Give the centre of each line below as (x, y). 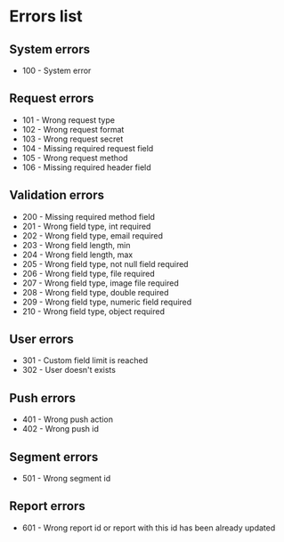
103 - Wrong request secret (73, 139)
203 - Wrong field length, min (76, 245)
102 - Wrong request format (73, 129)
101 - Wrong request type (69, 120)
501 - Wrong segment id (66, 479)
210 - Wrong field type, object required (93, 311)
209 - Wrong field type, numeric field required (107, 302)
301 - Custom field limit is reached (85, 360)
